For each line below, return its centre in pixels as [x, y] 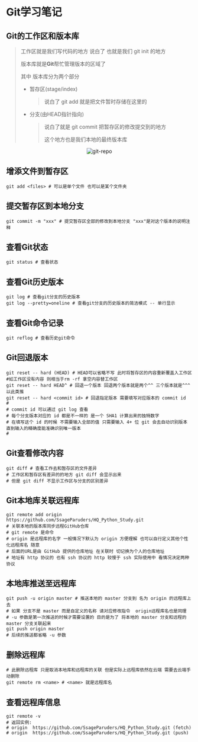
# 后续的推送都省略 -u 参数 [36, 635]
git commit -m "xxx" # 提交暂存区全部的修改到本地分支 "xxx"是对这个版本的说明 [96, 221]
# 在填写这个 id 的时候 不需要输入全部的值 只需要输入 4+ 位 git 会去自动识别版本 [97, 422]
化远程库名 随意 [23, 545]
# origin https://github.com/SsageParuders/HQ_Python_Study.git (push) [98, 733]
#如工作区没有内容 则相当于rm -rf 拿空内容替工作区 [62, 379]
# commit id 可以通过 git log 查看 [47, 410]
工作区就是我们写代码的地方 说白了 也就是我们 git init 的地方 [93, 51]
